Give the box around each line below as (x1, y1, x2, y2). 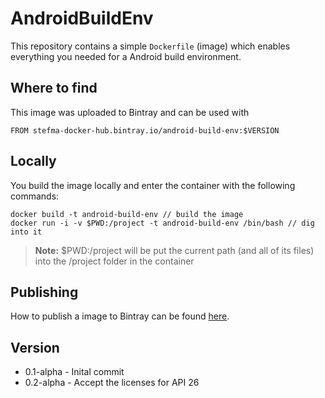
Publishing (10, 283, 79, 301)
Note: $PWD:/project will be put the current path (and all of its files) (34, 244, 315, 256)
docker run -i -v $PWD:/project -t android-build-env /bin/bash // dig (10, 218, 315, 228)
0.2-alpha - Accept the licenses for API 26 (24, 377, 200, 389)
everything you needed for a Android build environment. (10, 50, 242, 62)
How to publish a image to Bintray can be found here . (10, 310, 230, 322)
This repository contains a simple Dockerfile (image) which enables (10, 40, 291, 52)
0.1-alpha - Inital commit (24, 366, 125, 378)
